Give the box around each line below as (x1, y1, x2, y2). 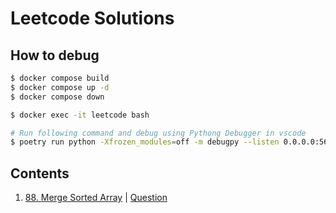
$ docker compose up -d (10, 82, 110, 92)
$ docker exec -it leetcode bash (10, 110, 150, 120)
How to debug (10, 47, 100, 64)
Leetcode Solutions (10, 7, 175, 30)
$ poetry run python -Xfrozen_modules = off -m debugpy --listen (10, 137, 280, 147)
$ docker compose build (10, 73, 110, 83)
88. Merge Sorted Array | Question (24, 192, 168, 204)
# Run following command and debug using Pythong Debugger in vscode (10, 128, 307, 138)
